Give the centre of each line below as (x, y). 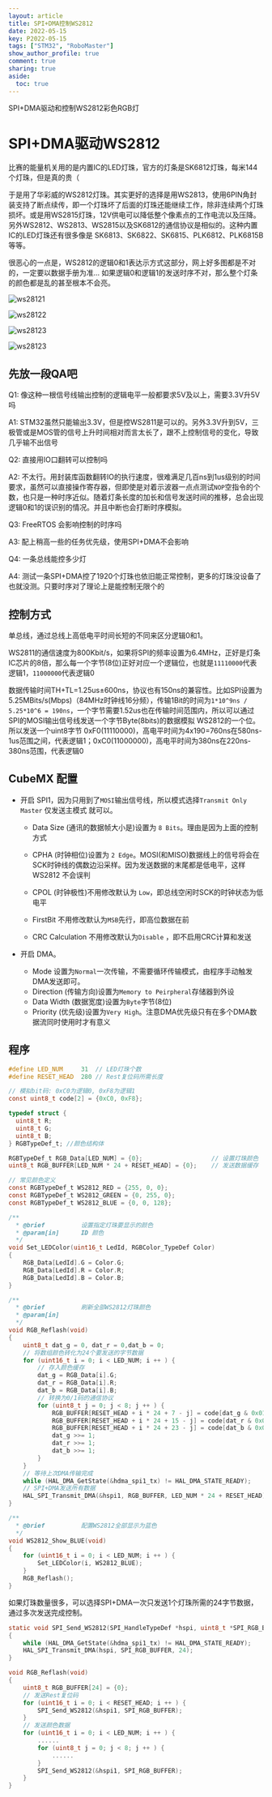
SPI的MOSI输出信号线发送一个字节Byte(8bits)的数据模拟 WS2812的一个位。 (134, 721)
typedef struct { (38, 1114)
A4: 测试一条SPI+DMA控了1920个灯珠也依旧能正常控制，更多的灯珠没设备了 (135, 576)
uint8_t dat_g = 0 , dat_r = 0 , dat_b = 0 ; (94, 1345)
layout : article (36, 16)
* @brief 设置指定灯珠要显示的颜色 (85, 1225)
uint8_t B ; (34, 1136)
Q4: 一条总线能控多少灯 (47, 559)
